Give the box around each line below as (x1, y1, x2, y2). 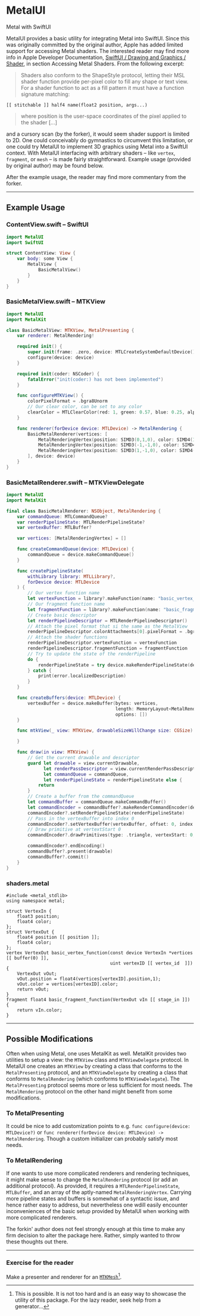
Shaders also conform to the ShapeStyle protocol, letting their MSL (20, 71, 186, 79)
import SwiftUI (6, 239, 44, 246)
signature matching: (20, 90, 70, 98)
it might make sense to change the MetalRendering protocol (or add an (6, 1176, 179, 1183)
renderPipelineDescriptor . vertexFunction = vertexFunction (27, 640, 177, 646)
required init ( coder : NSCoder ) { (17, 371, 100, 377)
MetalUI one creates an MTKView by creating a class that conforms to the (6, 1063, 183, 1070)
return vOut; (17, 986, 49, 992)
